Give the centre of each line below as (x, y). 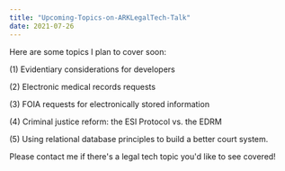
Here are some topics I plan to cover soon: (88, 51)
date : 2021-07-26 (42, 26)
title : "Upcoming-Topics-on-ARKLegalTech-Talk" (100, 18)
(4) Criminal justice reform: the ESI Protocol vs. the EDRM (116, 121)
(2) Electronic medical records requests (82, 86)
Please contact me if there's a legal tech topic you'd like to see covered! (142, 156)
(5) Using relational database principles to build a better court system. (139, 139)
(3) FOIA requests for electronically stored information (109, 103)
